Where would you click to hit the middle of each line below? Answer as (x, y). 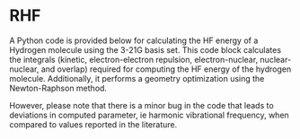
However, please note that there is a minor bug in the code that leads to (141, 105)
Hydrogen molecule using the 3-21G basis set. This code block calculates (145, 49)
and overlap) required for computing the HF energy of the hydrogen (166, 69)
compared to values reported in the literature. (93, 124)
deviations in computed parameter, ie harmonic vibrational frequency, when (149, 115)
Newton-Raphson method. (58, 88)
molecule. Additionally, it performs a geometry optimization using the (137, 78)
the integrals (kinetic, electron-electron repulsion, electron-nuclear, (134, 59)
